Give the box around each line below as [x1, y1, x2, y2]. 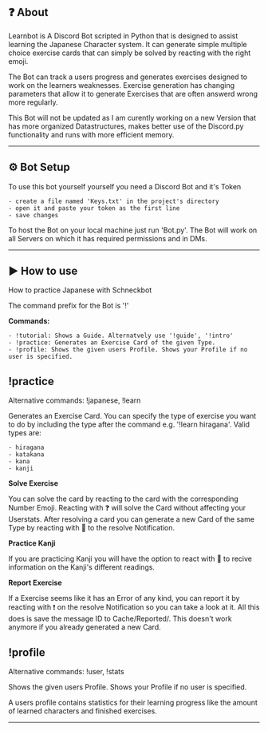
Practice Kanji [8, 538, 56, 548]
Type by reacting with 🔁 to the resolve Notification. [8, 523, 175, 533]
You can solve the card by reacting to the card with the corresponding [8, 494, 239, 504]
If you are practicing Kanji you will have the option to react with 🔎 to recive [8, 554, 253, 564]
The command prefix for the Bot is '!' [8, 301, 129, 311]
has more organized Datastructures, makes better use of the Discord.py [8, 121, 244, 131]
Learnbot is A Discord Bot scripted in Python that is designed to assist [8, 30, 238, 41]
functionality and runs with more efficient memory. [8, 129, 175, 139]
